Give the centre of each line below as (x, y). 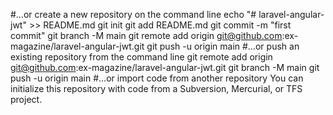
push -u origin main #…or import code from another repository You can (157, 78)
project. (26, 99)
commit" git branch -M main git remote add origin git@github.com (146, 35)
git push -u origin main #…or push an (223, 46)
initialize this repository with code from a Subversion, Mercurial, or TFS (156, 88)
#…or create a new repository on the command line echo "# (133, 14)
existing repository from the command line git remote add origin (141, 57)
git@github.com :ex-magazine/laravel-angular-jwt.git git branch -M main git (165, 67)
